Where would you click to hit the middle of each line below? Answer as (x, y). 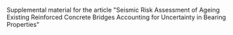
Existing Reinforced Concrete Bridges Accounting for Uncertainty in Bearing (116, 17)
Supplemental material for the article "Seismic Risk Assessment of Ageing (113, 10)
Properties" (23, 24)
